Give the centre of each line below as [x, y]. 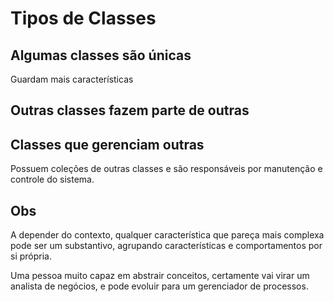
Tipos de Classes [83, 18]
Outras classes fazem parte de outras [130, 110]
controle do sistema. [52, 179]
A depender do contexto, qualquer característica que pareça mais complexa [167, 235]
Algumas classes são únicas [101, 55]
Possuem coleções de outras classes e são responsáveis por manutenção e [166, 169]
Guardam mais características [72, 79]
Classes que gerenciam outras [107, 144]
